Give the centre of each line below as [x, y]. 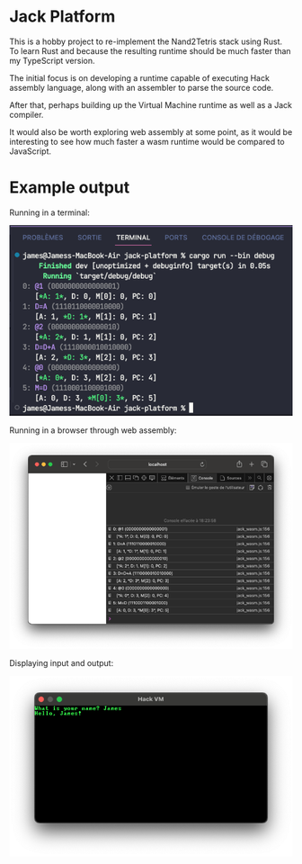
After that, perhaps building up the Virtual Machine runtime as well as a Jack [151, 104]
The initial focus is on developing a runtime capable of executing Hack [139, 77]
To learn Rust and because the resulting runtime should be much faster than [150, 50]
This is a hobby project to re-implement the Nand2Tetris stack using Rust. [146, 41]
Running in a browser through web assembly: [93, 430]
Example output [70, 188]
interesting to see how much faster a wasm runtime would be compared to [147, 141]
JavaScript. [31, 151]
